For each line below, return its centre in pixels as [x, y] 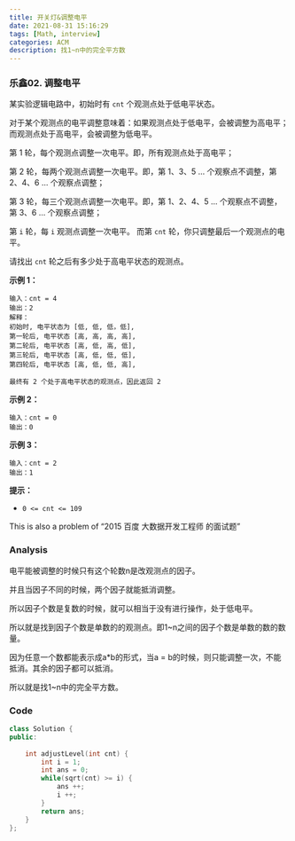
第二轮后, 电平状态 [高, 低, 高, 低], [73, 346]
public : [23, 737]
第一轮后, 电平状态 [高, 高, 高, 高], [73, 337]
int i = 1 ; [61, 762]
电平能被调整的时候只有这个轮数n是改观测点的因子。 [105, 570]
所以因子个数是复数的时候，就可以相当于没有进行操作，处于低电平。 [133, 608]
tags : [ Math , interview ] [55, 34]
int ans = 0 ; [65, 770]
